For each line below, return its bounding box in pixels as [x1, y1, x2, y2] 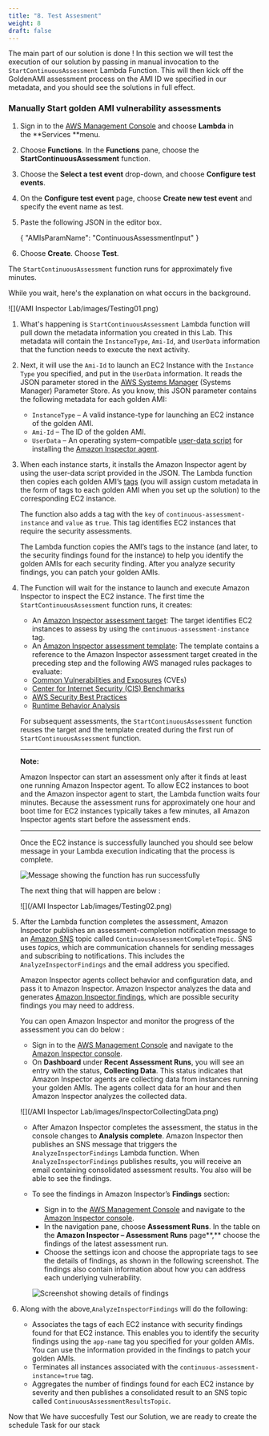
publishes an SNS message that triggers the [31, 1139, 178, 1149]
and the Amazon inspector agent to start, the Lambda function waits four [19, 789, 260, 798]
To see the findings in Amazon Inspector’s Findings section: [31, 1189, 231, 1199]
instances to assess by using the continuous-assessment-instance [31, 623, 250, 634]
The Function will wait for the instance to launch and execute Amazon [19, 582, 250, 592]
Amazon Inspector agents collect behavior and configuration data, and [19, 975, 254, 984]
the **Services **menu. [19, 129, 101, 139]
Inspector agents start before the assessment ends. [19, 814, 191, 824]
